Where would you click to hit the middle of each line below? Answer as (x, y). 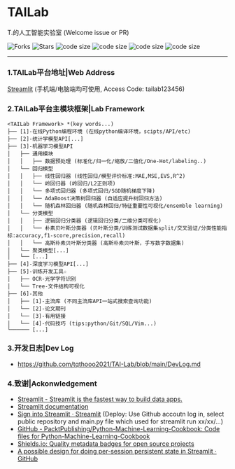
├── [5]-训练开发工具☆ (37, 271)
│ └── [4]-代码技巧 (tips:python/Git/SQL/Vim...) (82, 323)
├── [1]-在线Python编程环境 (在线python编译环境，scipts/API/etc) (99, 131)
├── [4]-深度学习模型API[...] (48, 264)
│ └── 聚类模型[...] (38, 250)
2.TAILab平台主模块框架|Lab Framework (76, 109)
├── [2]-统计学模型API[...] (45, 139)
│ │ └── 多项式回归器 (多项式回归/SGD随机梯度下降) (81, 191)
